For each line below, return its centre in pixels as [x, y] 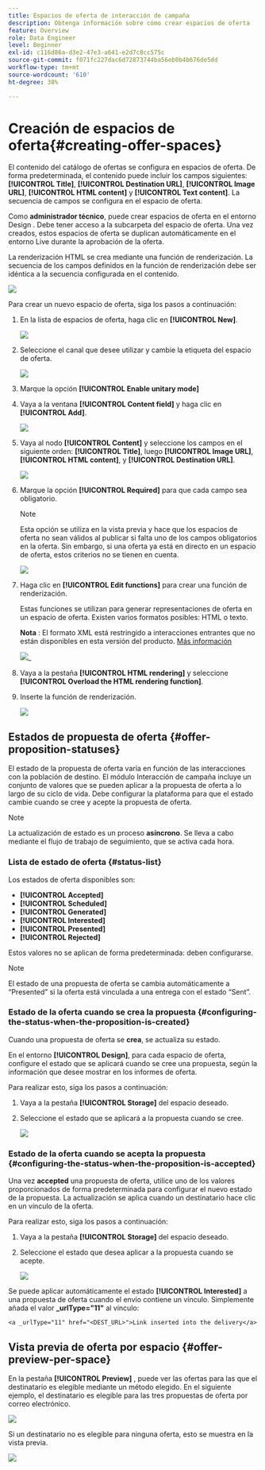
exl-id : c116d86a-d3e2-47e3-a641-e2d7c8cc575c [86, 52]
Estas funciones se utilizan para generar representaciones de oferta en [136, 609]
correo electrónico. [40, 1403]
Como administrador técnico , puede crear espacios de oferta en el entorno [132, 216]
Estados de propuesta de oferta [88, 737]
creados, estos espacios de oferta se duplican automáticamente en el [122, 233]
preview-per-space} [60, 1359]
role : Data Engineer [42, 38]
